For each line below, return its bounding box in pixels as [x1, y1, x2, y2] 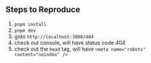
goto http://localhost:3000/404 [14, 32, 94, 40]
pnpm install [14, 21, 47, 27]
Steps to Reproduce [5, 5, 81, 15]
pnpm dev [14, 28, 36, 34]
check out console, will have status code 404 [14, 39, 126, 46]
